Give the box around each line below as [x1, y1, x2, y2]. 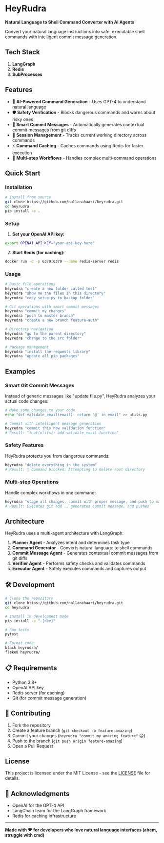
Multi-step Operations [5, 478, 59, 485]
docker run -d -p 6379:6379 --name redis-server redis [5, 259, 119, 264]
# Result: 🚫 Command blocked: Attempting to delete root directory [5, 467, 145, 472]
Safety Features [5, 442, 44, 448]
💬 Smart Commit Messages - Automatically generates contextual [12, 121, 144, 127]
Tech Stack [5, 48, 40, 56]
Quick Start [5, 169, 41, 177]
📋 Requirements [5, 664, 57, 672]
